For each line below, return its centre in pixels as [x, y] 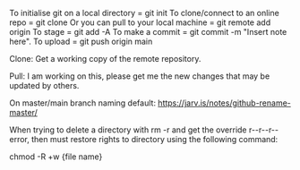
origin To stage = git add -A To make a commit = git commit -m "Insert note [148, 32]
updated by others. [44, 85]
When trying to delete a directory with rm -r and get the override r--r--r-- [144, 130]
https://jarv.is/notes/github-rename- [224, 103]
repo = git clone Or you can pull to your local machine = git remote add [140, 22]
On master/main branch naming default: [83, 103]
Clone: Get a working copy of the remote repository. [105, 59]
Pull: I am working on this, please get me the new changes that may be [140, 76]
